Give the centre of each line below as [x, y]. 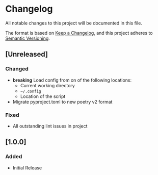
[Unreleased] [27, 54]
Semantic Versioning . [28, 38]
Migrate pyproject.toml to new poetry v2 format [62, 102]
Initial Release [27, 168]
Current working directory [47, 85]
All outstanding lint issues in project [50, 126]
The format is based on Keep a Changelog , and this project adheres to [79, 33]
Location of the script [43, 96]
